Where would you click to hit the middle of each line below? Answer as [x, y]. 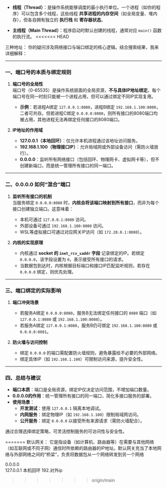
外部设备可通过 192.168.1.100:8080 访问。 [63, 225]
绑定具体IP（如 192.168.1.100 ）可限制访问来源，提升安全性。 [83, 359]
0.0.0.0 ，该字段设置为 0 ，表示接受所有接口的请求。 [73, 259]
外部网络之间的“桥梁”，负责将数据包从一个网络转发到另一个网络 [79, 455]
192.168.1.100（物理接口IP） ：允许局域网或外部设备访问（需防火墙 [87, 147]
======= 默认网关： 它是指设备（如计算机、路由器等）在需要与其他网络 [80, 442]
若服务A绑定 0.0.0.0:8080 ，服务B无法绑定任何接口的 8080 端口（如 [88, 313]
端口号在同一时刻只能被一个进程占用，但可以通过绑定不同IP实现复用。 [84, 97]
